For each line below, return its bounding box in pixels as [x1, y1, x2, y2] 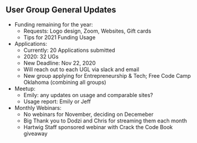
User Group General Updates [5, 5, 116, 15]
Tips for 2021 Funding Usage [23, 33, 96, 41]
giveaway [23, 130, 48, 137]
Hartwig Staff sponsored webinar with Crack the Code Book [23, 123, 173, 130]
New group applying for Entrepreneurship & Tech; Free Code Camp [23, 72, 191, 79]
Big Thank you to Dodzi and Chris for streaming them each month [23, 117, 187, 124]
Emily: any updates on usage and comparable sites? [23, 91, 153, 98]
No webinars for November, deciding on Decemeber [23, 110, 154, 118]
